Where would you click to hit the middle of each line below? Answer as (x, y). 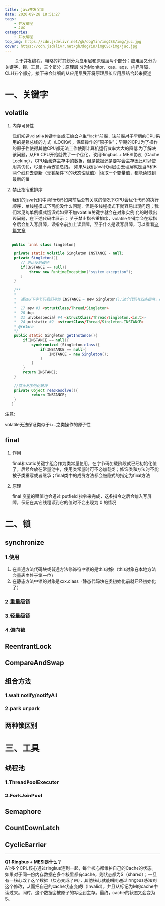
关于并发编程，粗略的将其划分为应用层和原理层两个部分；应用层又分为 (86, 61)
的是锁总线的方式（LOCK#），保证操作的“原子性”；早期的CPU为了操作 (87, 142)
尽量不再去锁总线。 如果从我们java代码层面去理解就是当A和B (95, 166)
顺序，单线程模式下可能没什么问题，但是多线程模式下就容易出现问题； (83, 206)
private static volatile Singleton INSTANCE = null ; (69, 253)
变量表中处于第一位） (34, 575)
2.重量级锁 (18, 601)
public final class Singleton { (44, 244)
